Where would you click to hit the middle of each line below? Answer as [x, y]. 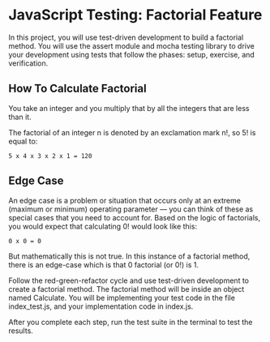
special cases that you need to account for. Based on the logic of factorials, [135, 217]
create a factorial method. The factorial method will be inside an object [126, 289]
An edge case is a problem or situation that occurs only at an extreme [125, 200]
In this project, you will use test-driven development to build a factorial [126, 37]
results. [21, 331]
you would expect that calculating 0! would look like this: [103, 226]
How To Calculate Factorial [78, 89]
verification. [28, 63]
